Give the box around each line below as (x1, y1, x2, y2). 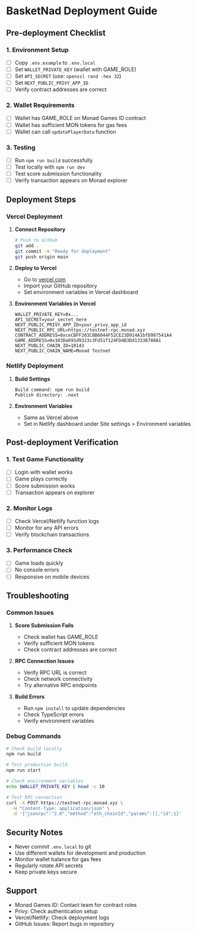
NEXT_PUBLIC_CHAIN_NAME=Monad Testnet (14, 348, 111, 354)
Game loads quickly (14, 559, 63, 567)
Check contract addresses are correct (23, 646, 117, 653)
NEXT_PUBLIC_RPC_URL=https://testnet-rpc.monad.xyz (14, 327, 145, 333)
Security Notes (6, 827, 63, 837)
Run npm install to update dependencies (23, 705, 126, 712)
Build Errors (14, 693, 45, 700)
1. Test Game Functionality (6, 456, 84, 464)
